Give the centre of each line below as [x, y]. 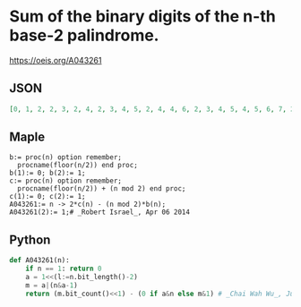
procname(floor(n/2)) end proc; [78, 166]
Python [30, 239]
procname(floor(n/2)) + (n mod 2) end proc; [102, 189]
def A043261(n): [39, 260]
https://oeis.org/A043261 [56, 60]
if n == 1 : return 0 [64, 269]
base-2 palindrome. [84, 35]
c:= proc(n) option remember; [66, 181]
